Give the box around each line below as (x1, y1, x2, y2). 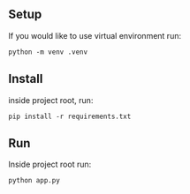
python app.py (8, 176, 61, 185)
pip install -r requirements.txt (8, 112, 132, 121)
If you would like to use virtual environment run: (8, 30, 182, 41)
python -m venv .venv (8, 48, 88, 56)
